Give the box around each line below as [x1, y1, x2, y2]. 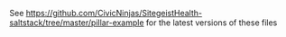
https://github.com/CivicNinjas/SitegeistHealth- [25, 8, 203, 18]
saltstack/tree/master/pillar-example [9, 17, 144, 28]
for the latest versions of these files [145, 17, 278, 28]
